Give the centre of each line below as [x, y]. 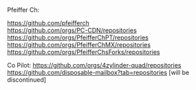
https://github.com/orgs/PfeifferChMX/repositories [79, 45]
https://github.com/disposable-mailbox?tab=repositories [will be [98, 72]
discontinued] [27, 80]
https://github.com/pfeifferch [48, 23]
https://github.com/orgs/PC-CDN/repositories [72, 30]
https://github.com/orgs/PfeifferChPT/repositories [78, 37]
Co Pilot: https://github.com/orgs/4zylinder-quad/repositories [94, 65]
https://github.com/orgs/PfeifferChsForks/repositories [84, 52]
